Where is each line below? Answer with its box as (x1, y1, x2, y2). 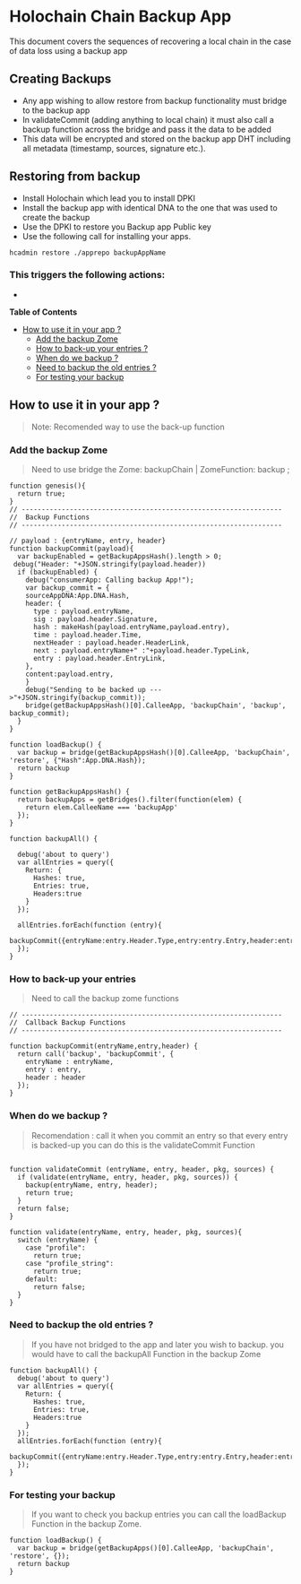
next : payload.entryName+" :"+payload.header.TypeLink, (32, 645, 251, 655)
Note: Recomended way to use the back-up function (30, 421, 226, 432)
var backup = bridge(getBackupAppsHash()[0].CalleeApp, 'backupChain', (17, 748, 291, 757)
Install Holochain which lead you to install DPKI (21, 193, 195, 203)
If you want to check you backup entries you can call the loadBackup (30, 1509, 287, 1520)
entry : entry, (25, 1065, 82, 1075)
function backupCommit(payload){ (9, 544, 134, 553)
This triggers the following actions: (9, 269, 166, 281)
